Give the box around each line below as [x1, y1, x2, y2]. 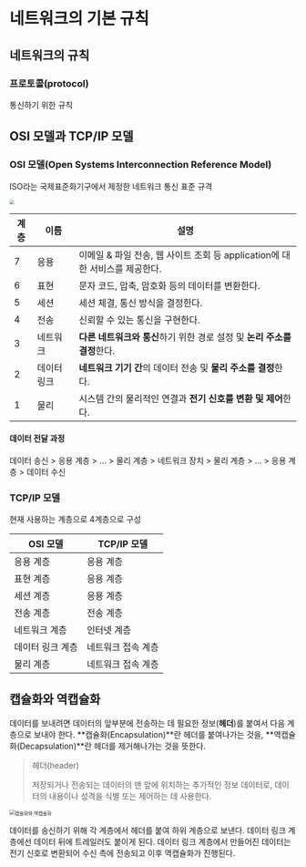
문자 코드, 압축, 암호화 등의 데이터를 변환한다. [78, 279, 261, 292]
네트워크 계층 [14, 624, 67, 636]
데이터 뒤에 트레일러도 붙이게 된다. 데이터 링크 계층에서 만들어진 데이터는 [33, 836, 291, 847]
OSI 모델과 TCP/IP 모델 [9, 129, 134, 144]
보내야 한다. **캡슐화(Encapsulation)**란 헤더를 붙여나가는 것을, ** [33, 728, 275, 739]
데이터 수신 [26, 466, 66, 477]
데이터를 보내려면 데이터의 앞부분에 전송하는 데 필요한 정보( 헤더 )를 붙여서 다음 [9, 717, 285, 728]
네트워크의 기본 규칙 [9, 8, 150, 29]
